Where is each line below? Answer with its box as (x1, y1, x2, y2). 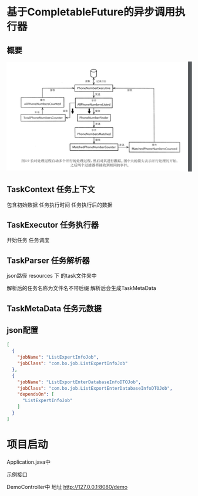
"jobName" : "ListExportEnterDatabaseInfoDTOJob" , (17, 379, 142, 385)
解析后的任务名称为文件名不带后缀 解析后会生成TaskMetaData (6, 285, 156, 292)
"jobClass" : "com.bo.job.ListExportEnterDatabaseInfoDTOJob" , (17, 385, 173, 391)
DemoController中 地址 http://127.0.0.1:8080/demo (6, 483, 128, 490)
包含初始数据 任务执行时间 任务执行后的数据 (6, 201, 113, 208)
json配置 (6, 325, 39, 335)
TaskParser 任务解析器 (6, 255, 90, 265)
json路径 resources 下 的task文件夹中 (6, 272, 97, 279)
